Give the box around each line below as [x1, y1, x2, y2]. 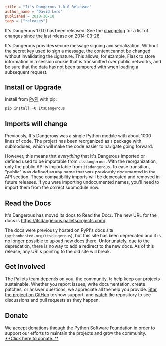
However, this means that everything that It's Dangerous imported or [5, 153, 145, 159]
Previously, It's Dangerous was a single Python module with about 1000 [5, 133, 151, 139]
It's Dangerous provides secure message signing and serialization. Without [5, 42, 158, 48]
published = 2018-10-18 [5, 14, 55, 19]
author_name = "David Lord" [5, 9, 63, 14]
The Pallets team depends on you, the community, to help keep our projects [5, 276, 160, 282]
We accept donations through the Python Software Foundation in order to [5, 325, 155, 331]
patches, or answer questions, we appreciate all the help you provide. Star [5, 286, 157, 292]
